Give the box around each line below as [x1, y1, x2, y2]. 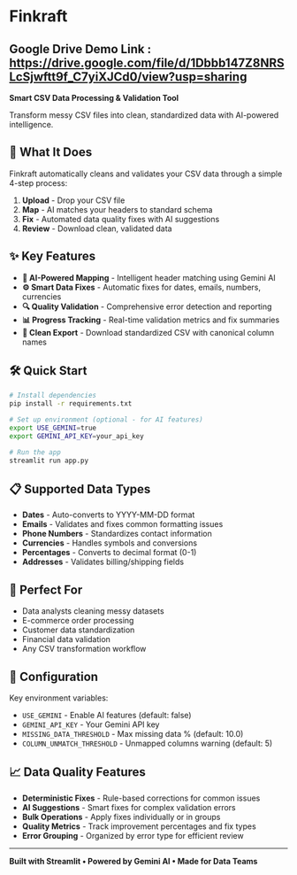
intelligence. [9, 120, 54, 129]
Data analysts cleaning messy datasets [21, 606, 165, 616]
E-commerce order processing [21, 616, 134, 626]
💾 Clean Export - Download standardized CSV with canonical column [21, 327, 275, 337]
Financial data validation [21, 634, 110, 645]
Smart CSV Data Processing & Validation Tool [9, 93, 179, 103]
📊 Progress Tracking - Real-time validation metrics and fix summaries [21, 314, 280, 325]
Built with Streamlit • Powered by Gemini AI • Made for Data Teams [9, 856, 258, 866]
